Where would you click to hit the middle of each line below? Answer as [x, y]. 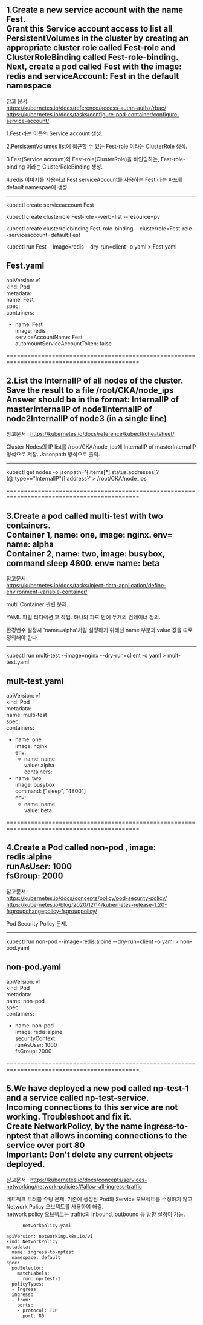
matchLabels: [34, 1273]
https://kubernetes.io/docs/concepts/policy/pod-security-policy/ [87, 898]
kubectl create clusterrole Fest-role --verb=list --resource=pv [83, 216]
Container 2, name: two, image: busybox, [85, 554]
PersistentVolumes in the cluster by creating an [98, 38]
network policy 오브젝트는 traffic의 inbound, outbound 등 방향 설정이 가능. [96, 1214]
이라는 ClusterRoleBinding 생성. [65, 167]
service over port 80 [46, 1145]
